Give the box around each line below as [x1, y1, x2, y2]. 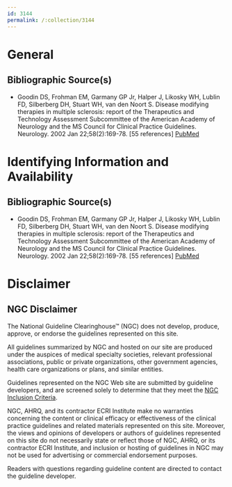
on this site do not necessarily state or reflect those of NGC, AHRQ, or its [7, 436, 215, 445]
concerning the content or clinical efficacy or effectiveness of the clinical [7, 414, 217, 422]
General [7, 47, 54, 63]
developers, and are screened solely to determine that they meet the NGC [7, 386, 219, 394]
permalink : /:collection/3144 [7, 17, 95, 24]
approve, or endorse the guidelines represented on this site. [7, 329, 179, 338]
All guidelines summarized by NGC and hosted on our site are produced [7, 342, 213, 351]
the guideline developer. [7, 472, 76, 480]
